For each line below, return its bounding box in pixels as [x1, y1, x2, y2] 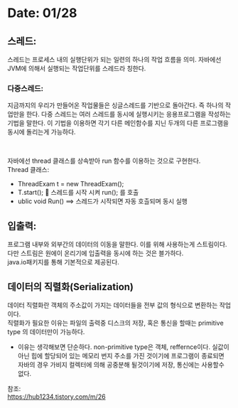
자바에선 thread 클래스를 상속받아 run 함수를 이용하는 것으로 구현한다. [7, 156, 201, 165]
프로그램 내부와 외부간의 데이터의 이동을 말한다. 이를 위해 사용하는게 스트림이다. [7, 240, 227, 249]
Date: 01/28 [7, 5, 77, 21]
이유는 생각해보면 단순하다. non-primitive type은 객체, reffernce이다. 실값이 [17, 343, 229, 351]
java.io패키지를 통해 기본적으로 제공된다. [7, 258, 119, 267]
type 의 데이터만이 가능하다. [7, 327, 85, 335]
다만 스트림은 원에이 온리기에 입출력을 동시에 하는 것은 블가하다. [7, 249, 184, 257]
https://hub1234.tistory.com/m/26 [7, 392, 106, 401]
